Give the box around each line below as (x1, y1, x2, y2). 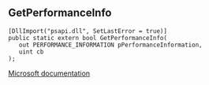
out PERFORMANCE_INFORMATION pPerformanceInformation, (18, 41, 203, 49)
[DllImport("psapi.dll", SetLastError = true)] (8, 27, 168, 35)
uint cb (18, 47, 44, 56)
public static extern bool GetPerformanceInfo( (8, 34, 168, 42)
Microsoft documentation (8, 68, 91, 78)
